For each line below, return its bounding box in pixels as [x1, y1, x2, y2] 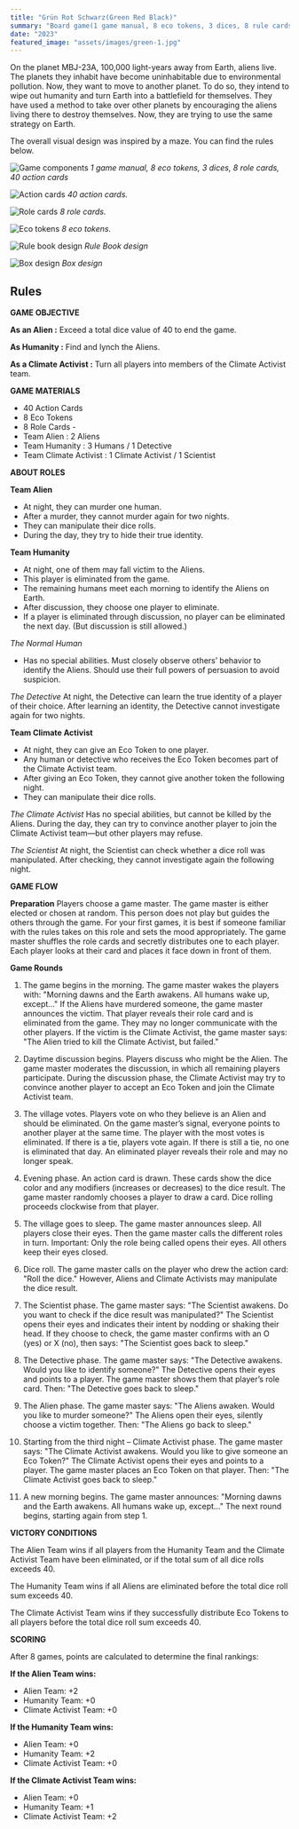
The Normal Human [10, 638, 83, 649]
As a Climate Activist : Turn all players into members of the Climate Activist [10, 359, 287, 369]
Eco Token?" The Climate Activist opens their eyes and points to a [22, 1455, 264, 1466]
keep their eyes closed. [22, 1247, 109, 1257]
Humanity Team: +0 [22, 1695, 96, 1706]
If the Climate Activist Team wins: [10, 1775, 137, 1785]
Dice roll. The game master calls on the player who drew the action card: [22, 1264, 289, 1275]
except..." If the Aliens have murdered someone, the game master [22, 999, 264, 1010]
